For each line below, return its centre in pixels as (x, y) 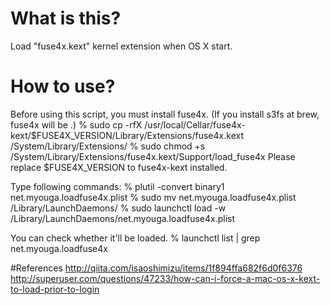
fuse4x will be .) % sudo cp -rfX (76, 124)
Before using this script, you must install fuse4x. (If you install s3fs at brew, (165, 114)
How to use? (63, 86)
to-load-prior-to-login (55, 289)
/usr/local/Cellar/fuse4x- (195, 124)
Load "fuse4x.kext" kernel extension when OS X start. (121, 46)
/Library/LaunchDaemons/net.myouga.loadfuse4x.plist (123, 218)
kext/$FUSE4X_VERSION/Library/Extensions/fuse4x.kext (127, 135)
